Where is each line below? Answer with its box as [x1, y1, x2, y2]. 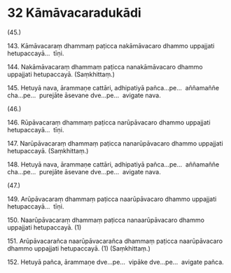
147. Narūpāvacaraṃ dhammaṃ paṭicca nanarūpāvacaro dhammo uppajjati [7, 139, 223, 148]
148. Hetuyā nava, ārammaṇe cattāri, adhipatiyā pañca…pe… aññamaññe [7, 160, 220, 169]
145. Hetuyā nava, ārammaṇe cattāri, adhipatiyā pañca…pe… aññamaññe [7, 83, 219, 92]
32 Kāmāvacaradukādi [7, 5, 141, 21]
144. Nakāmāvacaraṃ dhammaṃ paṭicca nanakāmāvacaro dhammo [7, 62, 203, 71]
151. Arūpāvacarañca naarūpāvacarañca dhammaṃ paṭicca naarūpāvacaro [7, 237, 223, 245]
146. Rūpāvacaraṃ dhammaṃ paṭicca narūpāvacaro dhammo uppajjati [7, 118, 211, 127]
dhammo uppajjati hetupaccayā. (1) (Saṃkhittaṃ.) [7, 244, 150, 253]
